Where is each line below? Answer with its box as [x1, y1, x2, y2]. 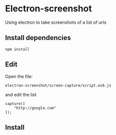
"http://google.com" [14, 105, 56, 110]
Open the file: [5, 73, 33, 79]
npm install [5, 46, 30, 52]
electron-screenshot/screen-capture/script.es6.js [5, 83, 112, 88]
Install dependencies [5, 34, 71, 42]
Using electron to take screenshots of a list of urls [5, 19, 107, 25]
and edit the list [5, 91, 37, 97]
